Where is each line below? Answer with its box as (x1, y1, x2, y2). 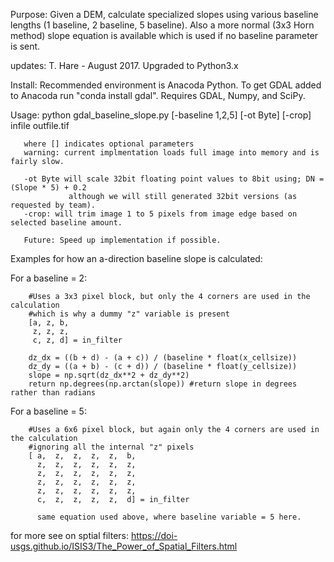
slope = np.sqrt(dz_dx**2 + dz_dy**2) (28, 370, 190, 380)
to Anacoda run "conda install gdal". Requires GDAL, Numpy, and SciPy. (10, 90, 306, 101)
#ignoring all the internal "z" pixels (28, 442, 195, 452)
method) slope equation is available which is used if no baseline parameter (10, 30, 319, 41)
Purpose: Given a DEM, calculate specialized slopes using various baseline (10, 9, 319, 20)
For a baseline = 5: (10, 405, 87, 417)
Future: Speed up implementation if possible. (23, 235, 222, 245)
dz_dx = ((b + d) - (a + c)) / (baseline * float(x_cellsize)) (28, 353, 298, 363)
